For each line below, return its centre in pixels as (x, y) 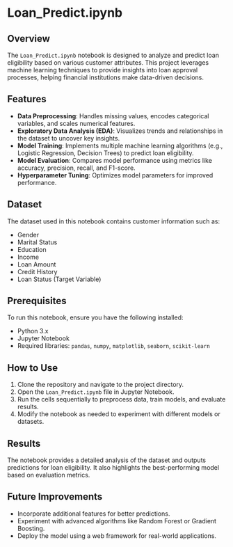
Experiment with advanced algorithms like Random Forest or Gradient (117, 521)
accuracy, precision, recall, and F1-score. (76, 168)
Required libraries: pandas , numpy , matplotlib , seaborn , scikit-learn (113, 346)
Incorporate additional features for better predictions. (94, 514)
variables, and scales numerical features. (76, 123)
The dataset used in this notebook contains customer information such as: (114, 221)
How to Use (33, 368)
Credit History (37, 271)
